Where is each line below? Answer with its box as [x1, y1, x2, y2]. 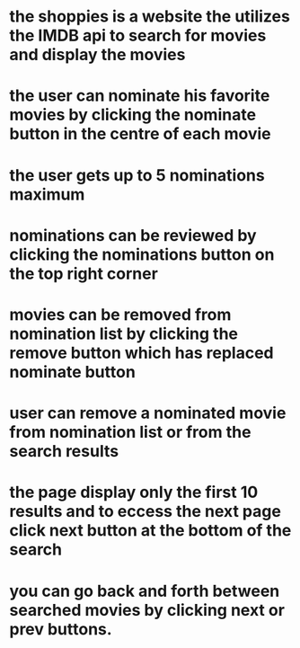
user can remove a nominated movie [9, 403, 287, 423]
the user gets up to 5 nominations [9, 164, 265, 185]
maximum [9, 184, 85, 204]
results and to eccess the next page [9, 502, 281, 522]
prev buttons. [9, 618, 112, 639]
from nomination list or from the [9, 422, 251, 442]
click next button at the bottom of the [9, 520, 292, 541]
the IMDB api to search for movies [9, 25, 267, 46]
